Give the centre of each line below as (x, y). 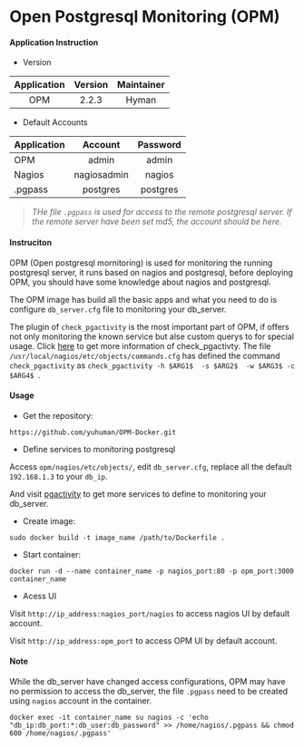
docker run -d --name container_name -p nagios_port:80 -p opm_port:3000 (152, 571)
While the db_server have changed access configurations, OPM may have (147, 681)
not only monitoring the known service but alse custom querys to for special (152, 336)
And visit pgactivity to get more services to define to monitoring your (138, 494)
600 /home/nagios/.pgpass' (60, 733)
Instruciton (31, 242)
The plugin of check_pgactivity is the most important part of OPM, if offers (149, 326)
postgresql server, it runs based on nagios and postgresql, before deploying (151, 272)
